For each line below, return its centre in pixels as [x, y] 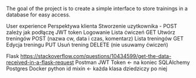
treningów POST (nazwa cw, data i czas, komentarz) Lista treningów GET [95, 38]
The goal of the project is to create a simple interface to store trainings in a [97, 9]
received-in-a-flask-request [40, 62]
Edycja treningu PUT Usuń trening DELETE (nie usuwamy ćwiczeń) [87, 45]
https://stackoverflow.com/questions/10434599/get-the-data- [96, 56]
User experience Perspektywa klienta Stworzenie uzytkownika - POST [92, 26]
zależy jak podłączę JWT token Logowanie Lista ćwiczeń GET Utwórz [91, 32]
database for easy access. [38, 15]
